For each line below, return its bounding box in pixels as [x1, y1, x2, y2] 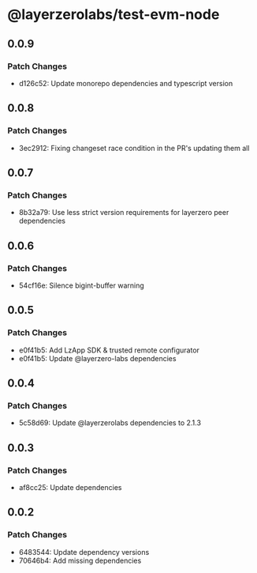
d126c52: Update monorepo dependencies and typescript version [18, 78, 233, 88]
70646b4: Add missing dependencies [18, 556, 142, 565]
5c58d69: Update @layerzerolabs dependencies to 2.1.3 [18, 418, 202, 428]
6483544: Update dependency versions [18, 547, 150, 556]
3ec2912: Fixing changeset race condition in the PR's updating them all [18, 143, 250, 153]
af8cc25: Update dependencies [18, 483, 122, 492]
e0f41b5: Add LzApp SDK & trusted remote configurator [18, 345, 200, 355]
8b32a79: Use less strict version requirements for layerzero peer [18, 208, 229, 217]
